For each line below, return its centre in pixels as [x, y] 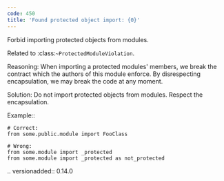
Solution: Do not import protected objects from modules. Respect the [105, 95]
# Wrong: [20, 146]
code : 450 [21, 13]
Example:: [21, 115]
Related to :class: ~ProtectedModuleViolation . [71, 53]
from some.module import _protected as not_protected [86, 158]
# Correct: [23, 128]
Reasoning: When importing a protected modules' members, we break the [112, 66]
